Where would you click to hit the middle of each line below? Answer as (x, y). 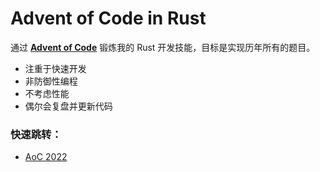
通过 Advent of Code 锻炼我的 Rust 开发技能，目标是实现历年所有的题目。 (163, 47)
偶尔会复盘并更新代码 (68, 106)
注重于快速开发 (55, 68)
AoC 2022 (46, 157)
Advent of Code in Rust (108, 18)
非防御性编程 (51, 81)
